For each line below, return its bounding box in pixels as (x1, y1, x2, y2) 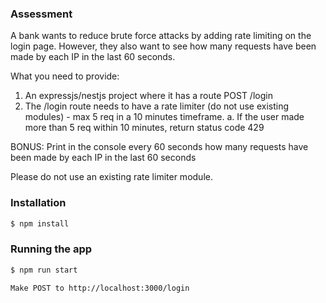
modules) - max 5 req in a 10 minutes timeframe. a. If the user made (24, 111, 305, 123)
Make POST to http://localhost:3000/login (10, 283, 190, 293)
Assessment (10, 7, 73, 21)
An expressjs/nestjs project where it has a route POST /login (24, 90, 273, 102)
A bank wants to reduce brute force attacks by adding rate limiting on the (10, 30, 312, 42)
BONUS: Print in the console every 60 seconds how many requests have (10, 141, 309, 153)
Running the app (10, 242, 93, 256)
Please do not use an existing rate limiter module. (10, 171, 213, 183)
